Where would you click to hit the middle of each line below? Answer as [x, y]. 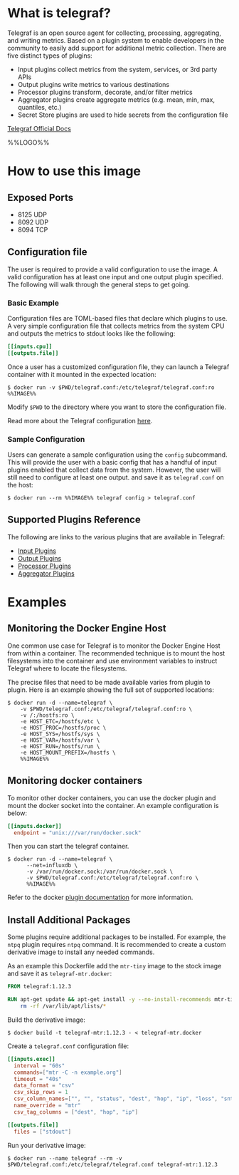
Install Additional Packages [69, 920]
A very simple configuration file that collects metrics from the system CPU [116, 326]
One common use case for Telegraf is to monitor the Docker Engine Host [114, 646]
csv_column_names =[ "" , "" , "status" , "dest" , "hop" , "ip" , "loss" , [116, 1099]
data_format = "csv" [44, 1086]
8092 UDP [33, 222]
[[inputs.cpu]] [30, 347]
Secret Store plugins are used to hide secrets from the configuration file [123, 115]
